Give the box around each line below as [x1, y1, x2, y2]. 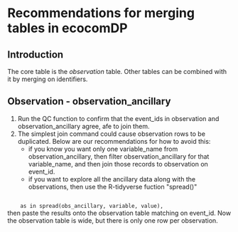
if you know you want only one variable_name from [28, 144, 178, 153]
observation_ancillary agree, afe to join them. [17, 122, 150, 130]
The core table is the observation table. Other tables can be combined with [7, 68, 227, 75]
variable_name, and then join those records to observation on [28, 159, 208, 168]
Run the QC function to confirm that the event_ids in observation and [17, 114, 220, 122]
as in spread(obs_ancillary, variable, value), [20, 202, 163, 209]
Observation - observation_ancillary [7, 95, 171, 107]
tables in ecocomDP [7, 20, 128, 36]
